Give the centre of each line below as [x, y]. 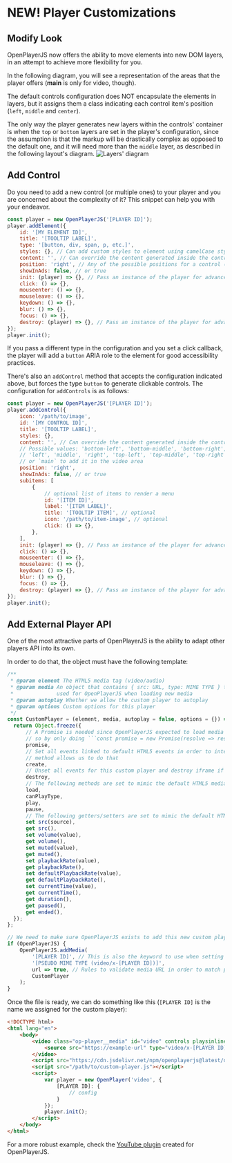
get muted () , [44, 854]
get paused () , [46, 906]
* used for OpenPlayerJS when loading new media [101, 693]
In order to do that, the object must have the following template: [98, 662]
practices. [21, 363]
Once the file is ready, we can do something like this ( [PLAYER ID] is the [109, 1002]
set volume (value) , [53, 835]
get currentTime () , [53, 893]
